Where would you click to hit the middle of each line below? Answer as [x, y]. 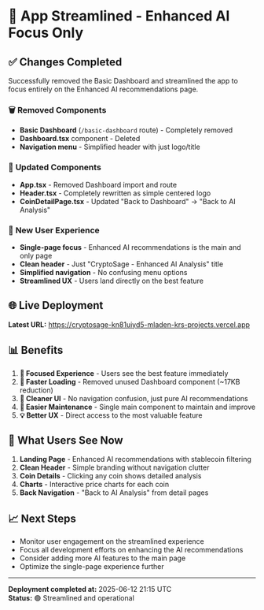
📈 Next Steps [42, 518]
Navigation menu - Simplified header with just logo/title [110, 147]
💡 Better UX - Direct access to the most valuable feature [111, 415]
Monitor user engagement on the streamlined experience [112, 541]
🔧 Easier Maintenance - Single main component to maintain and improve [137, 407]
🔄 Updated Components [55, 167]
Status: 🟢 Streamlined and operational [71, 598]
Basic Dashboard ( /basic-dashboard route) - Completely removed [126, 130]
